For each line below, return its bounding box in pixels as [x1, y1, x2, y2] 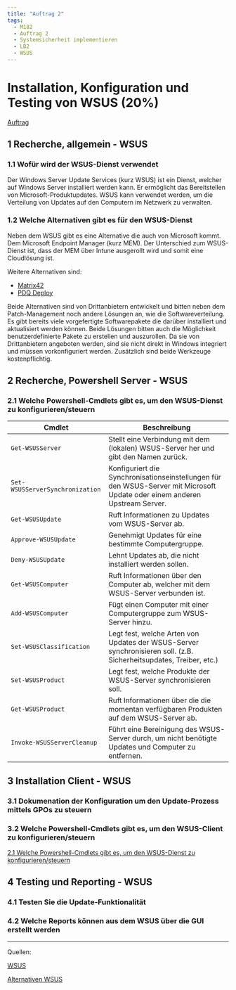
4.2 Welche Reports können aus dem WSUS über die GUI [7, 916, 204, 926]
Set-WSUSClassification [11, 643, 91, 651]
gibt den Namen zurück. [108, 452, 188, 462]
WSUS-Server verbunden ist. [108, 589, 206, 598]
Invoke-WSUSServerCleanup [11, 739, 98, 747]
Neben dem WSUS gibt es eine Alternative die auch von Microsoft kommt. [7, 231, 221, 240]
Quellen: [7, 947, 32, 956]
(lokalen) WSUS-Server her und [108, 444, 215, 454]
